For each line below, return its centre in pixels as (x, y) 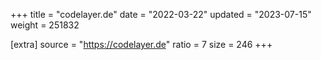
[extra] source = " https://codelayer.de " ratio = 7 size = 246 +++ (141, 44)
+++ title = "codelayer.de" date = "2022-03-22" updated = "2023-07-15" (161, 14)
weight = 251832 (45, 25)
